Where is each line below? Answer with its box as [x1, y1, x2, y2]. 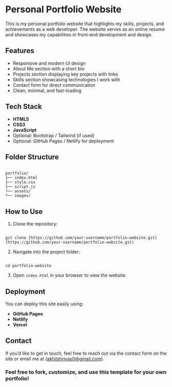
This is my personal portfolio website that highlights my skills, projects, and [5, 21, 164, 27]
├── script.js [5, 184, 36, 190]
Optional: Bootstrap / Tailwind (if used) [12, 132, 95, 138]
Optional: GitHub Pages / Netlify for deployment [12, 138, 114, 144]
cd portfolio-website [5, 263, 52, 268]
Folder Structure [5, 153, 59, 161]
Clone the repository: [12, 221, 58, 227]
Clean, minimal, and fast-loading [12, 87, 82, 94]
